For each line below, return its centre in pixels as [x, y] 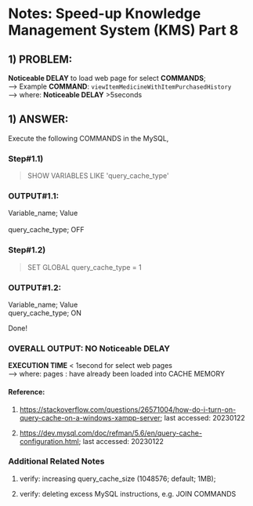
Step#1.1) [26, 158]
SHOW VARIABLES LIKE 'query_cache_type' [98, 176]
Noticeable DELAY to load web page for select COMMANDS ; [107, 78]
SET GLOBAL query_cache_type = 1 [85, 267]
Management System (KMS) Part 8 [123, 30]
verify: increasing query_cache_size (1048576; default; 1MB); [117, 479]
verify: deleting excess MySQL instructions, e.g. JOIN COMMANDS [128, 493]
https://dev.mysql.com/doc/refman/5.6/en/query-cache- [110, 433]
